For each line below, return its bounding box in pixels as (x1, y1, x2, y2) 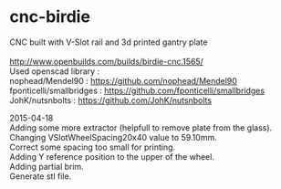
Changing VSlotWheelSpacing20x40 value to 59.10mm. (9, 131, 217, 142)
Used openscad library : (9, 66, 100, 77)
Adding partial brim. (9, 161, 84, 172)
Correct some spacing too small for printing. (9, 142, 176, 152)
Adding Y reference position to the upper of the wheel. (9, 151, 214, 162)
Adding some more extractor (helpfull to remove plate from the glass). (9, 121, 273, 133)
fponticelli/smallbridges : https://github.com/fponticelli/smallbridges (9, 85, 265, 96)
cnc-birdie (9, 6, 91, 27)
